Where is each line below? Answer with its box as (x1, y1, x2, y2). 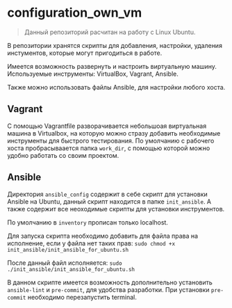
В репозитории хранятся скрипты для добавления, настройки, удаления (7, 41, 222, 49)
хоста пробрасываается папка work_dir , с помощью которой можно (7, 144, 210, 152)
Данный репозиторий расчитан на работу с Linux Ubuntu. (24, 28, 196, 36)
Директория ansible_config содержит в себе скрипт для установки (7, 190, 208, 198)
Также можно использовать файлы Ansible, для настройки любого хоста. (7, 83, 226, 91)
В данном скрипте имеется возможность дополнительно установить (7, 278, 213, 286)
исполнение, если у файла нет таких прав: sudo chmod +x (7, 238, 176, 248)
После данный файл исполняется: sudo (7, 259, 123, 267)
